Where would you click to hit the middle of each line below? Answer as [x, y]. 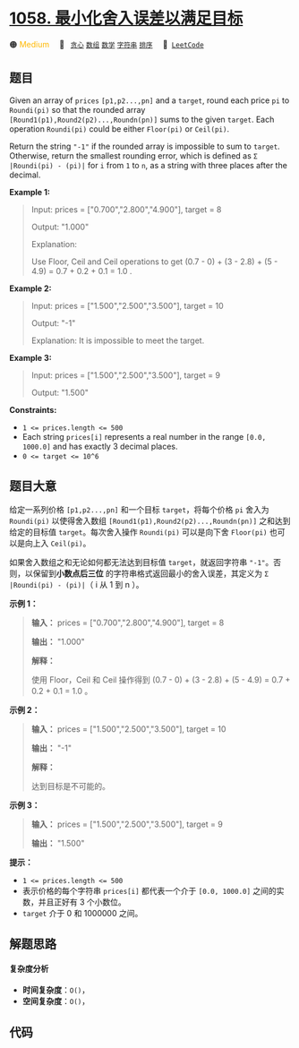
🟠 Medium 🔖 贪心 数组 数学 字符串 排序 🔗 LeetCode [107, 44]
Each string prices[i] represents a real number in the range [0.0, [144, 436]
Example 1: [30, 192]
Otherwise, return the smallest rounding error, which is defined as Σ [133, 155]
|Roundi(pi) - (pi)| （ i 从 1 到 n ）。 [77, 584]
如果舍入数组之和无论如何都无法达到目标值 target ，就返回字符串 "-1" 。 [141, 562]
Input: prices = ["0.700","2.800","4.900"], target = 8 [126, 209]
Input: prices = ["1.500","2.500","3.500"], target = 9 [126, 375]
